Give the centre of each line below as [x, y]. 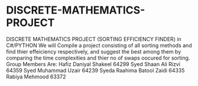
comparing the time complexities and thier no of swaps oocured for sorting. [98, 58]
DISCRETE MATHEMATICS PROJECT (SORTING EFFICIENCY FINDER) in [94, 39]
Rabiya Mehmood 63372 [36, 77]
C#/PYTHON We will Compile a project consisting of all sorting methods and [99, 45]
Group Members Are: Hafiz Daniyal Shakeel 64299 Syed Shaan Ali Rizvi [93, 64]
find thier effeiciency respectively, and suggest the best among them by [94, 51]
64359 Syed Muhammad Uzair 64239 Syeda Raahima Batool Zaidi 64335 [95, 70]
